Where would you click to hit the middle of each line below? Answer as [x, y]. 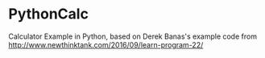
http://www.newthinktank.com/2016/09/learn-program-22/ [106, 44]
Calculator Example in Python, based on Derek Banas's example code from [133, 36]
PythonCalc [48, 14]
